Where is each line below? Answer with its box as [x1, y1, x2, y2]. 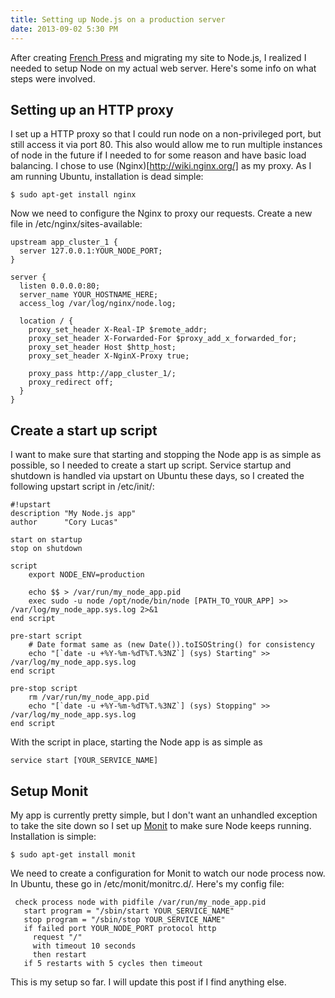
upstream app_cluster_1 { [10, 237, 118, 248]
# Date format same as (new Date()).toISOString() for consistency [28, 640, 315, 650]
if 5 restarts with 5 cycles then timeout [23, 958, 203, 968]
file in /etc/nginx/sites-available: [10, 218, 143, 230]
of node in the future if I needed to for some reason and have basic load [10, 149, 307, 161]
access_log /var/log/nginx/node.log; [19, 299, 177, 309]
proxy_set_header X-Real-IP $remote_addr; [28, 325, 208, 335]
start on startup [10, 535, 83, 545]
